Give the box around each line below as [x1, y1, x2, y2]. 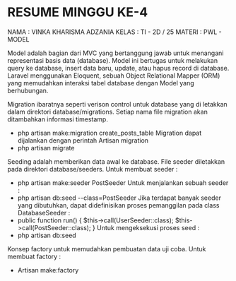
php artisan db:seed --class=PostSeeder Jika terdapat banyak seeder [17, 193, 221, 202]
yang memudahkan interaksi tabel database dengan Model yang [7, 78, 194, 87]
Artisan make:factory [17, 265, 79, 274]
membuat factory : [7, 252, 61, 261]
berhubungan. [7, 86, 49, 95]
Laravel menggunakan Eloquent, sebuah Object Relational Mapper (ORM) [7, 71, 220, 80]
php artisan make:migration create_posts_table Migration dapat [17, 128, 202, 137]
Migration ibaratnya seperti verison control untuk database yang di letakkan [7, 100, 228, 108]
